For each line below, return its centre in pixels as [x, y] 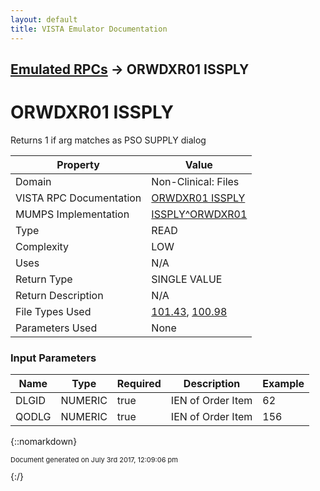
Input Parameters [53, 358]
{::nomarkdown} [44, 442]
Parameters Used [56, 328]
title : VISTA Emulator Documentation [89, 29]
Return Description [59, 295]
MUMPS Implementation [72, 214]
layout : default [44, 19]
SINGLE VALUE [187, 279]
